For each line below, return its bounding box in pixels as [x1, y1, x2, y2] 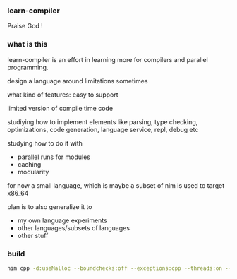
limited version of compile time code [7, 104, 114, 112]
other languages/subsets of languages [17, 223, 130, 232]
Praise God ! [7, 22, 44, 30]
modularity [17, 167, 49, 176]
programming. [7, 63, 49, 71]
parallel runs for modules [17, 153, 90, 161]
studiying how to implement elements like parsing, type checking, [7, 117, 198, 126]
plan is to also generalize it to [7, 202, 92, 210]
